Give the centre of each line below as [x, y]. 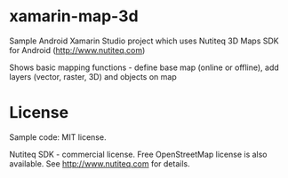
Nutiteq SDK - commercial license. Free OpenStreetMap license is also [138, 154]
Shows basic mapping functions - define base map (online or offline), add [144, 67]
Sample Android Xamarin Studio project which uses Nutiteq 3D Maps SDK [144, 41]
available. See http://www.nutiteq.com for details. [100, 163]
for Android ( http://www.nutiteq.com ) [77, 50]
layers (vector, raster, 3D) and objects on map [93, 76]
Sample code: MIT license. [58, 137]
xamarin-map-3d [74, 16]
